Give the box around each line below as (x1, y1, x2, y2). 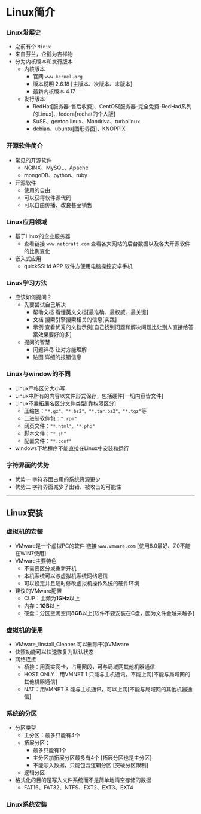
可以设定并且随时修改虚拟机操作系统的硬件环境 (23, 579, 139, 587)
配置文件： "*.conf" (23, 437, 72, 444)
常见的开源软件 (14, 156, 52, 163)
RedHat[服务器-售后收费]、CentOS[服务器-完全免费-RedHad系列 (32, 103, 192, 110)
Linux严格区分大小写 (14, 384, 66, 392)
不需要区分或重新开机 (23, 564, 77, 572)
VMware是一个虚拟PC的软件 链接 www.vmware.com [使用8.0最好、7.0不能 (14, 542, 191, 549)
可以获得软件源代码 (23, 194, 72, 201)
